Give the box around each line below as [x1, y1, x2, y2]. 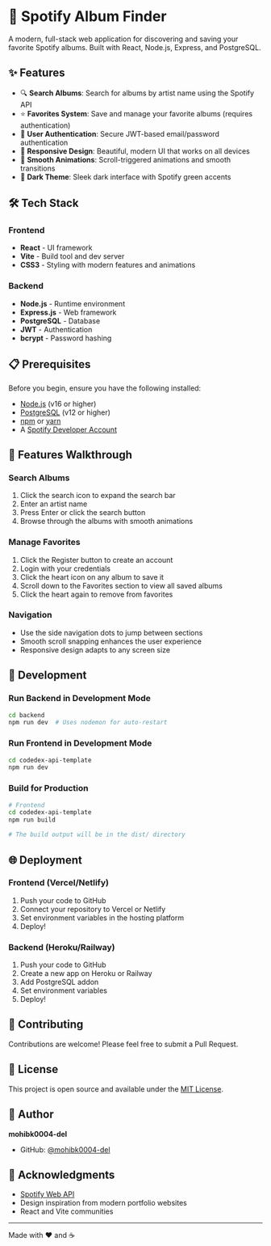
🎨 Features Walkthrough [8, 448, 133, 462]
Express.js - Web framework [19, 307, 117, 317]
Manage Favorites [8, 537, 81, 548]
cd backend [8, 711, 45, 719]
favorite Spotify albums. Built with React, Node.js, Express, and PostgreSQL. [8, 42, 261, 52]
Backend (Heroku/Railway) [8, 941, 115, 952]
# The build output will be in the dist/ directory [8, 830, 186, 839]
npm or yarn [19, 416, 61, 425]
